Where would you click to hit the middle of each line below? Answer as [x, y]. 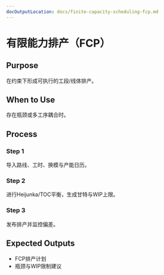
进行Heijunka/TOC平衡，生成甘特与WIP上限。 [62, 194]
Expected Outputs [41, 244]
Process [22, 134]
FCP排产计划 [30, 258]
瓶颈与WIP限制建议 [38, 266]
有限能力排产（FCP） [58, 43]
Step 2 [16, 181]
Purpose [22, 65]
